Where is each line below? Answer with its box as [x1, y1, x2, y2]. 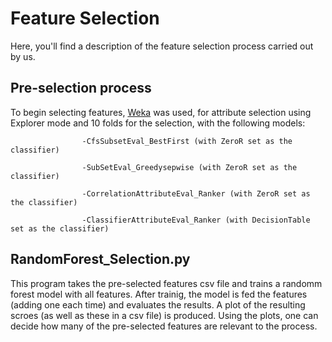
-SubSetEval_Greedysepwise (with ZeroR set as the [81, 162, 298, 172]
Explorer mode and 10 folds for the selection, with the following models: [10, 117, 306, 129]
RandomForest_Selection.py [10, 251, 191, 268]
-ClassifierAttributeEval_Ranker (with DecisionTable [81, 215, 311, 225]
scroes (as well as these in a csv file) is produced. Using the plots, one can [10, 309, 319, 321]
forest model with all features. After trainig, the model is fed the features [10, 288, 308, 300]
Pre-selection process [10, 80, 152, 97]
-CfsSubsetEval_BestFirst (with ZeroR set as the [81, 136, 293, 146]
